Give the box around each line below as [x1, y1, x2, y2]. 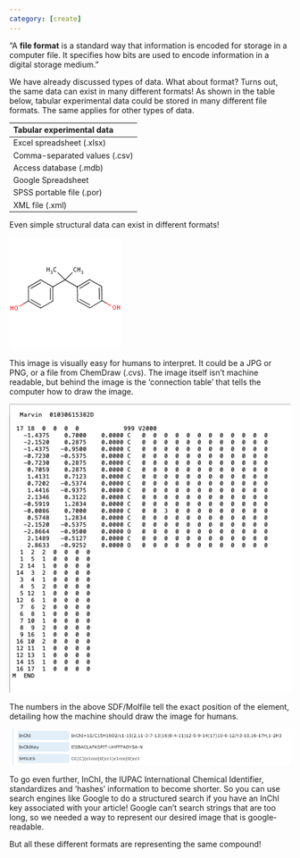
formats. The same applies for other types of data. [9, 104, 195, 115]
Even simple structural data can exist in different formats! [9, 220, 220, 230]
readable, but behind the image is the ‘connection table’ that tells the [9, 377, 262, 387]
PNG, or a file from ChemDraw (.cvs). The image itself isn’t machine [9, 367, 259, 379]
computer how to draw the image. [9, 387, 134, 397]
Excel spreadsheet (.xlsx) [12, 137, 106, 148]
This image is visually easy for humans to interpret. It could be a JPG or [9, 358, 272, 369]
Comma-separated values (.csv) [12, 150, 134, 161]
